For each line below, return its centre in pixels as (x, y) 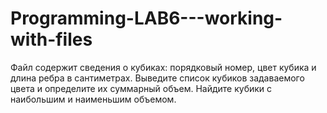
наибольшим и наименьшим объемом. (93, 99)
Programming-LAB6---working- (146, 18)
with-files (51, 39)
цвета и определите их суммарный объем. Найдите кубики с (141, 88)
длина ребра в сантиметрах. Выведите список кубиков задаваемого (157, 78)
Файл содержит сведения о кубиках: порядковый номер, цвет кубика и (163, 67)
